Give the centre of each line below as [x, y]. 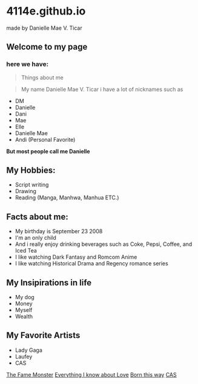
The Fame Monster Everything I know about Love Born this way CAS [91, 374]
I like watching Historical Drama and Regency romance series [91, 263]
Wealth [24, 317]
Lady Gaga [28, 350]
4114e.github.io [46, 11]
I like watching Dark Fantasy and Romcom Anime [76, 257]
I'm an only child [35, 238]
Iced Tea [26, 251]
